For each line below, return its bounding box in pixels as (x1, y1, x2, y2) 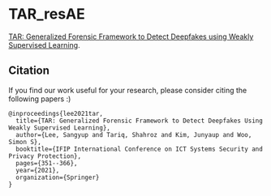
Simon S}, (8, 138, 42, 146)
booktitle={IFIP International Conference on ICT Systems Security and (15, 145, 264, 153)
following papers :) (8, 94, 71, 104)
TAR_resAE (8, 5, 85, 23)
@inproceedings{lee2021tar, (8, 109, 104, 117)
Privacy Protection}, (8, 151, 82, 160)
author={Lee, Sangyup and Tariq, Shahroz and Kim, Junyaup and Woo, (15, 130, 252, 138)
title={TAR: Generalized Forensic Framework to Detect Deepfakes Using (15, 117, 264, 125)
